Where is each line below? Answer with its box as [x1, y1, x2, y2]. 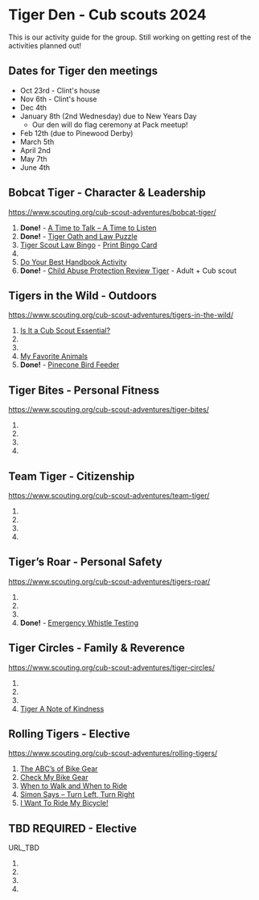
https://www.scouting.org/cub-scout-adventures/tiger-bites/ [8, 405, 209, 415]
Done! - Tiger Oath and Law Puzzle [19, 231, 138, 241]
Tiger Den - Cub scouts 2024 [8, 6, 207, 24]
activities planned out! [8, 40, 82, 50]
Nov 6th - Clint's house [19, 94, 98, 104]
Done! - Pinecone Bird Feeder [19, 360, 120, 369]
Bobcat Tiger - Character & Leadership [8, 186, 207, 200]
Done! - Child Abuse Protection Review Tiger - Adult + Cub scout [19, 266, 237, 275]
